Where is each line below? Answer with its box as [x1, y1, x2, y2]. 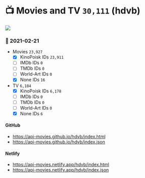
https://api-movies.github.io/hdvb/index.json [12, 139, 106, 145]
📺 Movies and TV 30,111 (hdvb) [5, 5, 140, 17]
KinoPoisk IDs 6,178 [20, 87, 61, 94]
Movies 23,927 [12, 49, 43, 55]
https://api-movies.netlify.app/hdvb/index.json [12, 167, 109, 173]
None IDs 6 [20, 110, 43, 117]
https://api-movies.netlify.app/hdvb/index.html [12, 161, 109, 167]
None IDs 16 [20, 77, 45, 83]
